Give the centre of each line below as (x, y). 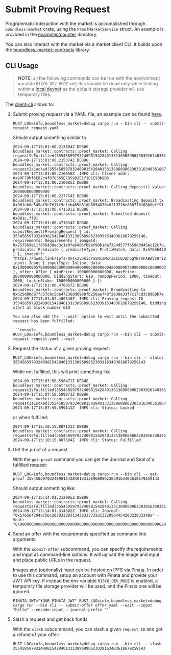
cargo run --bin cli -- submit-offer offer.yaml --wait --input (82, 605)
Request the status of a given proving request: (61, 348)
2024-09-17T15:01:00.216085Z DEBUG (51, 182)
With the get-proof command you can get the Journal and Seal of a (83, 459)
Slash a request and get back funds (50, 619)
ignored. (21, 591)
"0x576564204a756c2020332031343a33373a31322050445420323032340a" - (86, 515)
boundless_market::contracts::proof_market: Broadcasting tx (79, 289)
